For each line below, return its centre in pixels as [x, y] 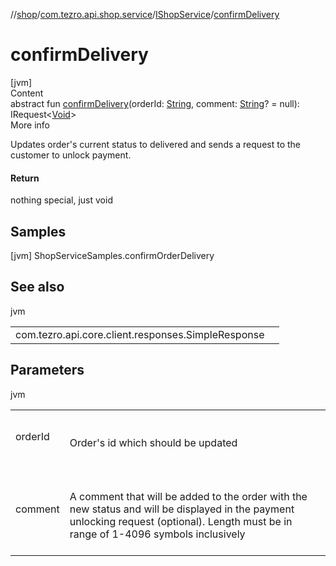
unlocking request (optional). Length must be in [181, 521]
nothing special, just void [61, 200]
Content [27, 93]
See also [37, 287]
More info [30, 125]
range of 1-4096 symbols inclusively [157, 534]
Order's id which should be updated [153, 442]
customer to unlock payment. [71, 155]
